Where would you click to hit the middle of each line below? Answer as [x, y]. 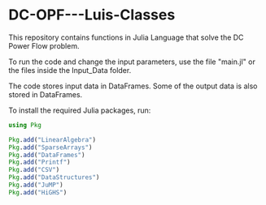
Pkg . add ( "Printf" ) [39, 162]
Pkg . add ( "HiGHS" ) [38, 192]
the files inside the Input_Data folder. [70, 70]
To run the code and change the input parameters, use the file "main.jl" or [132, 62]
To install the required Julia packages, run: [80, 110]
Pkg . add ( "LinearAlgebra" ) [52, 139]
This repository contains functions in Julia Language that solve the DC [126, 37]
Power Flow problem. [44, 45]
